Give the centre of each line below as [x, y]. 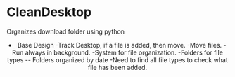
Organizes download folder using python [65, 31]
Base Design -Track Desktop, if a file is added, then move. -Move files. [120, 45]
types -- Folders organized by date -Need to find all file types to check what [118, 59]
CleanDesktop [49, 12]
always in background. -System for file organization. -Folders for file [124, 52]
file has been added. [118, 67]
